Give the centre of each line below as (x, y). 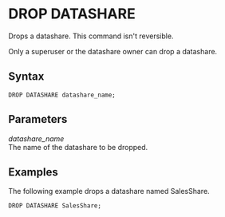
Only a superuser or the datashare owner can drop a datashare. (113, 51)
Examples (33, 172)
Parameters (38, 119)
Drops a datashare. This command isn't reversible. (91, 36)
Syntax (26, 77)
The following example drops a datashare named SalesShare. (109, 191)
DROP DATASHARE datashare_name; (62, 95)
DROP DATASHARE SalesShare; (55, 206)
